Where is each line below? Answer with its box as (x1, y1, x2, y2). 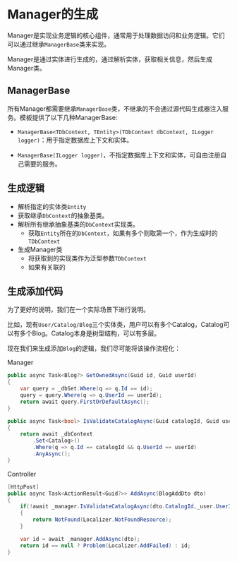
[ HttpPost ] (7, 483, 39, 491)
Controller (7, 470, 37, 478)
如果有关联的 (28, 263, 66, 271)
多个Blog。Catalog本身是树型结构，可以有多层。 (19, 329, 161, 337)
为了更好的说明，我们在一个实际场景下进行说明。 (7, 305, 150, 314)
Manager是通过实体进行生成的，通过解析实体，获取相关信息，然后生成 (7, 54, 213, 64)
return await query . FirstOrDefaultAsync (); (20, 398, 150, 405)
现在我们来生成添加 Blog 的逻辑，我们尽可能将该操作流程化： (7, 344, 181, 353)
